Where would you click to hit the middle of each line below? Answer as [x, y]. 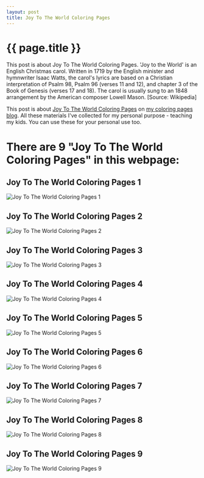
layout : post [23, 12]
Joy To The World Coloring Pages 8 [75, 420]
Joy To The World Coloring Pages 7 [74, 386]
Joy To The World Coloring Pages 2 [75, 216]
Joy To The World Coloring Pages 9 [75, 454]
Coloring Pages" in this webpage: [93, 160]
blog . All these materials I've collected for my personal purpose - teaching [99, 116]
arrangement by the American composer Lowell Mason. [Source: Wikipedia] [101, 97]
